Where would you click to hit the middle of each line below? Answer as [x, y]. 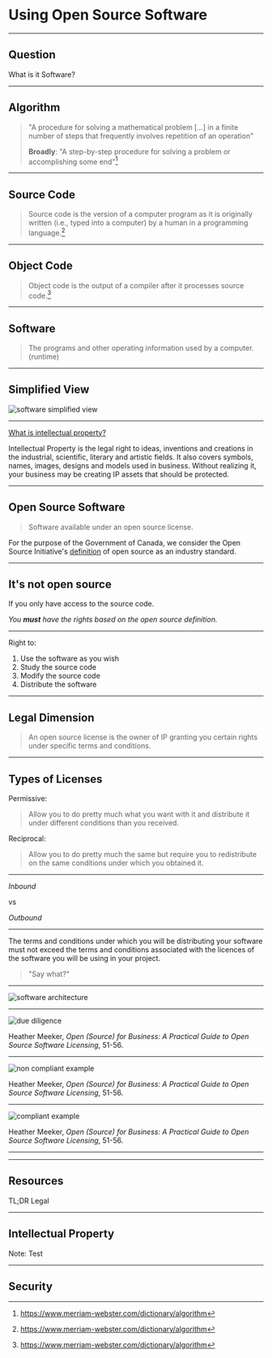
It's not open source [60, 584]
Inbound [22, 886]
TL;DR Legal [29, 1201]
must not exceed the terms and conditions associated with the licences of [132, 950]
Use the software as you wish [70, 658]
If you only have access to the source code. [81, 604]
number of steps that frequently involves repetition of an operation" [141, 136]
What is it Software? [42, 74]
